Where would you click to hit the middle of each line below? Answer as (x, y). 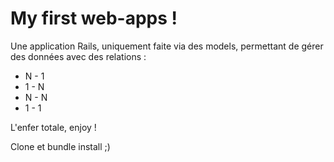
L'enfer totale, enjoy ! (53, 127)
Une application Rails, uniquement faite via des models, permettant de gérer (167, 46)
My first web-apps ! (94, 18)
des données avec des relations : (78, 56)
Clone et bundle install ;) (60, 146)
